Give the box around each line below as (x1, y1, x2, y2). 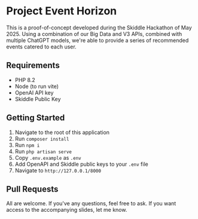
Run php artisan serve (14, 148, 72, 155)
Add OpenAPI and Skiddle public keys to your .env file (14, 160, 148, 168)
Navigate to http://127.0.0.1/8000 (14, 166, 102, 174)
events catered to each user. (6, 43, 77, 50)
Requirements (6, 60, 60, 71)
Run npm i (14, 141, 40, 148)
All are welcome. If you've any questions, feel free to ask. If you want (6, 200, 176, 207)
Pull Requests (6, 184, 59, 194)
